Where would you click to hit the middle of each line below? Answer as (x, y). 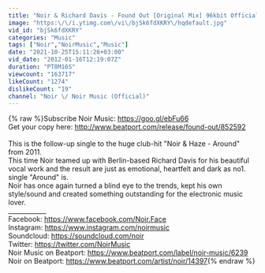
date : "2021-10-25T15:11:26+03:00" (67, 52)
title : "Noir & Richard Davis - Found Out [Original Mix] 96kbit (118, 15)
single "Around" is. (39, 178)
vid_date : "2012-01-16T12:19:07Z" (65, 60)
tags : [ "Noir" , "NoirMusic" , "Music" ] (68, 45)
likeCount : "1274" (38, 81)
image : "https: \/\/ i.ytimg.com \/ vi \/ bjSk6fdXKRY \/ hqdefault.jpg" (118, 23)
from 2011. (25, 152)
